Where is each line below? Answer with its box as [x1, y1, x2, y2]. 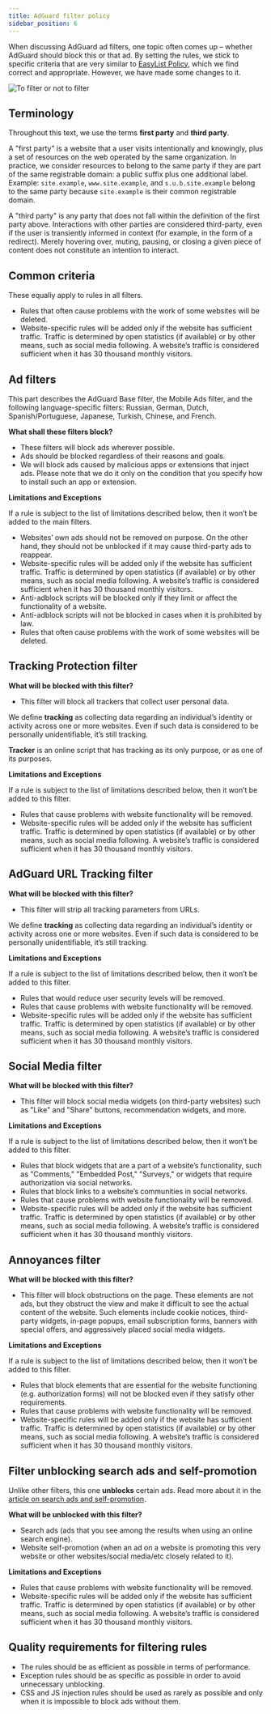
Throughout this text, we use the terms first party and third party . [8, 128, 230, 138]
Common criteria [8, 269, 95, 283]
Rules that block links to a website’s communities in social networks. [19, 1187, 248, 1197]
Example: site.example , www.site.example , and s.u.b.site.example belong [8, 178, 256, 188]
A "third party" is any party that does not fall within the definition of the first [8, 211, 260, 221]
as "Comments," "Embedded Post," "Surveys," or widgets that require [19, 1169, 252, 1179]
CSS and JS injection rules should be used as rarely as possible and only [19, 1687, 263, 1697]
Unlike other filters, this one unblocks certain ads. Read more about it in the [8, 1486, 261, 1495]
